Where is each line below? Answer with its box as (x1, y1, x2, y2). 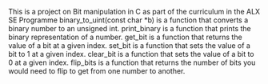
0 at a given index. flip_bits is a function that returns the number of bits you (8, 58, 256, 67)
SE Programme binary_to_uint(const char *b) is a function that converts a (8, 15, 249, 25)
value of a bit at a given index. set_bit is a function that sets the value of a (8, 41, 250, 50)
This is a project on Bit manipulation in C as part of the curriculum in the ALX (8, 7, 261, 16)
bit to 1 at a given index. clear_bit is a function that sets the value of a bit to (8, 50, 254, 58)
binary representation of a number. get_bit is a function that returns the (8, 32, 242, 42)
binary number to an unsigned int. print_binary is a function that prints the (8, 24, 252, 33)
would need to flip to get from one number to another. (8, 66, 186, 75)
